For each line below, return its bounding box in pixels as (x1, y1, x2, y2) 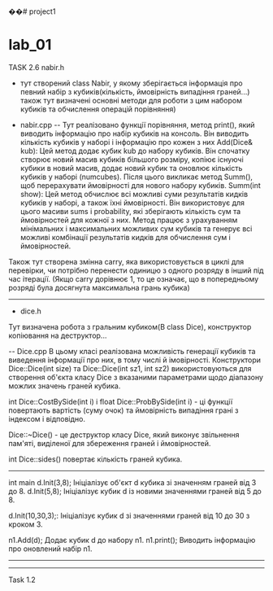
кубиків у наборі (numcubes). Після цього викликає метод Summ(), (19, 172, 253, 182)
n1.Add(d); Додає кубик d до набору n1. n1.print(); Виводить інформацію (8, 535, 256, 545)
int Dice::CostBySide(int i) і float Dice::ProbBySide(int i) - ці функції (8, 396, 233, 406)
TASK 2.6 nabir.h (8, 62, 65, 72)
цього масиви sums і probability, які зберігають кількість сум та (19, 206, 241, 216)
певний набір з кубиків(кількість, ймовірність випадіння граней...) (19, 86, 250, 96)
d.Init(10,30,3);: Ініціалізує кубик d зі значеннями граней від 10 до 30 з (8, 510, 250, 520)
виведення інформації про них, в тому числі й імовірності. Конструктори (8, 355, 262, 365)
